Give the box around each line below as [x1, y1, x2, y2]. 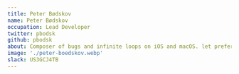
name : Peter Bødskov [7, 17, 69, 24]
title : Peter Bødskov [7, 10, 72, 18]
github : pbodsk [7, 37, 53, 44]
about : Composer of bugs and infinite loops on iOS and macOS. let [7, 43, 212, 50]
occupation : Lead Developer [7, 23, 91, 30]
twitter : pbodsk [7, 30, 55, 37]
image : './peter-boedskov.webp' [7, 50, 103, 57]
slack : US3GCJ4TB [7, 56, 59, 63]
